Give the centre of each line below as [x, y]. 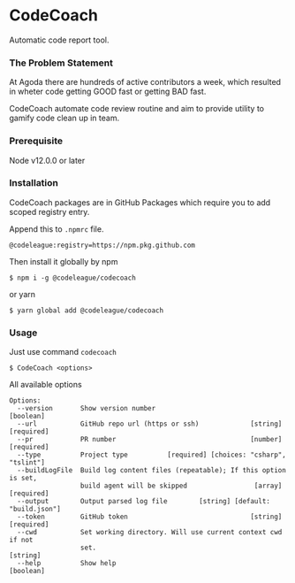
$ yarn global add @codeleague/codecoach [87, 311]
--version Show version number [87, 409]
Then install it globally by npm [64, 261]
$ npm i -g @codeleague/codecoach [73, 278]
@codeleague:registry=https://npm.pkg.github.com [102, 245]
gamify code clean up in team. [64, 118]
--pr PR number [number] [150, 440]
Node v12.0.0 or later [47, 160]
